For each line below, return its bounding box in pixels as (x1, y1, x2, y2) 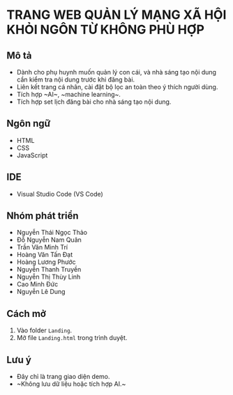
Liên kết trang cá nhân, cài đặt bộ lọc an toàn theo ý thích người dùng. (16, 83, 218, 91)
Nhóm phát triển (6, 210, 79, 222)
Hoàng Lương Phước (16, 258, 76, 266)
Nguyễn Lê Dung (16, 288, 66, 296)
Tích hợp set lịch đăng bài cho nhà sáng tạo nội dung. (16, 98, 172, 106)
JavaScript (16, 150, 48, 160)
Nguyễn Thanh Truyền (16, 265, 82, 274)
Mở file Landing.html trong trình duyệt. (16, 334, 128, 342)
